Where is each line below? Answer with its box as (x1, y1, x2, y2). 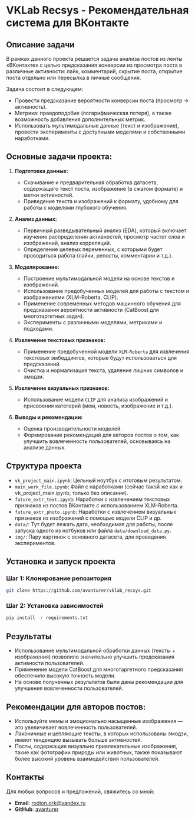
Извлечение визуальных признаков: (14, 384, 110, 392)
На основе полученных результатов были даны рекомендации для (14, 679, 184, 686)
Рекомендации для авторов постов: (6, 702, 146, 712)
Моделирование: (14, 263, 60, 271)
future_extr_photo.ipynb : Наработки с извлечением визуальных (14, 508, 177, 515)
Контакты (6, 772, 44, 783)
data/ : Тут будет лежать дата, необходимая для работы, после (14, 520, 173, 527)
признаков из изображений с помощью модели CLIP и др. (14, 514, 162, 522)
